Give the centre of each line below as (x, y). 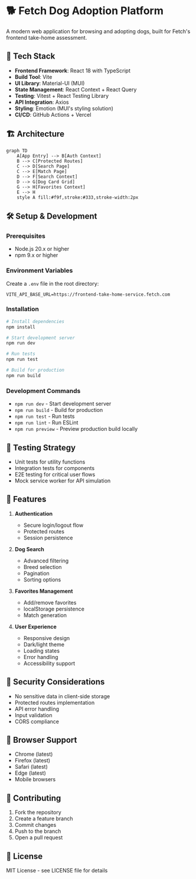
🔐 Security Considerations (55, 682)
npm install (21, 327)
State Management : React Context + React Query (76, 90)
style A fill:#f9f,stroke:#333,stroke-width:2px (78, 197)
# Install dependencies (35, 321)
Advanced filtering (46, 561)
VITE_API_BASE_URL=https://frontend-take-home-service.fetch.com (88, 294)
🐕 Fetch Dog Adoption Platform (85, 11)
